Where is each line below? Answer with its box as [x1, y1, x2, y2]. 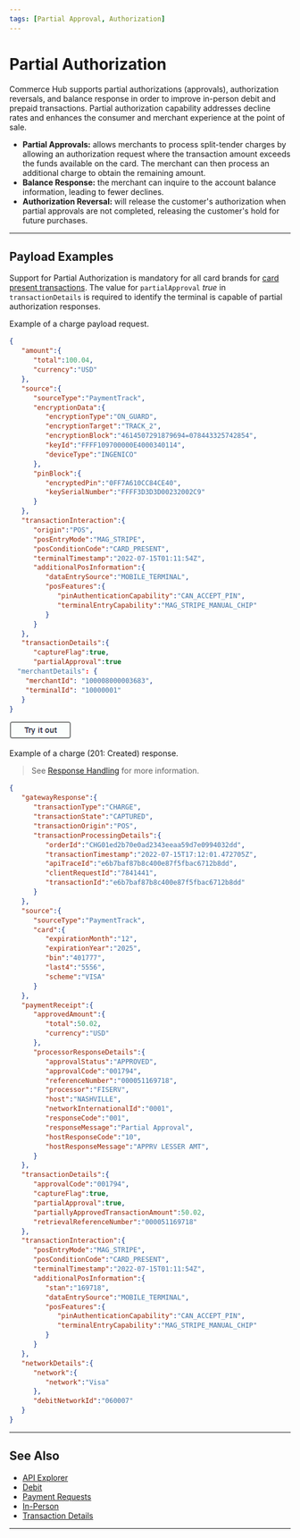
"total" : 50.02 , [45, 1020, 102, 1029]
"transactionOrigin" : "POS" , [32, 821, 138, 830]
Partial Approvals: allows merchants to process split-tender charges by [21, 139, 287, 149]
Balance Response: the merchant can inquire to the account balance [21, 177, 277, 188]
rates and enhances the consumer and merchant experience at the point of [9, 112, 286, 122]
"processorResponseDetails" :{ [32, 1047, 146, 1056]
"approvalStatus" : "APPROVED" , [45, 1057, 158, 1066]
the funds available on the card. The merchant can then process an [21, 157, 270, 169]
